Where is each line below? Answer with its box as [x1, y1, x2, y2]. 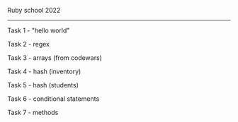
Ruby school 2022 [7, 6, 61, 14]
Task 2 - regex [7, 40, 50, 48]
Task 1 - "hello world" [7, 26, 70, 35]
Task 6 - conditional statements [7, 94, 100, 103]
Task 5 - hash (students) [7, 81, 79, 89]
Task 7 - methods [7, 109, 59, 116]
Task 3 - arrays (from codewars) [7, 54, 103, 62]
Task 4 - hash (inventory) [7, 67, 81, 75]
